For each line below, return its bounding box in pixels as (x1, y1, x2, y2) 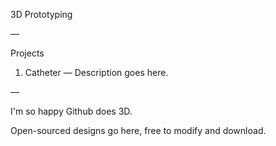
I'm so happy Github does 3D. (10, 105, 133, 117)
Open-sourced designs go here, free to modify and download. (10, 125, 267, 136)
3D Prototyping (10, 9, 73, 20)
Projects (10, 47, 45, 59)
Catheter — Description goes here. (24, 67, 169, 78)
